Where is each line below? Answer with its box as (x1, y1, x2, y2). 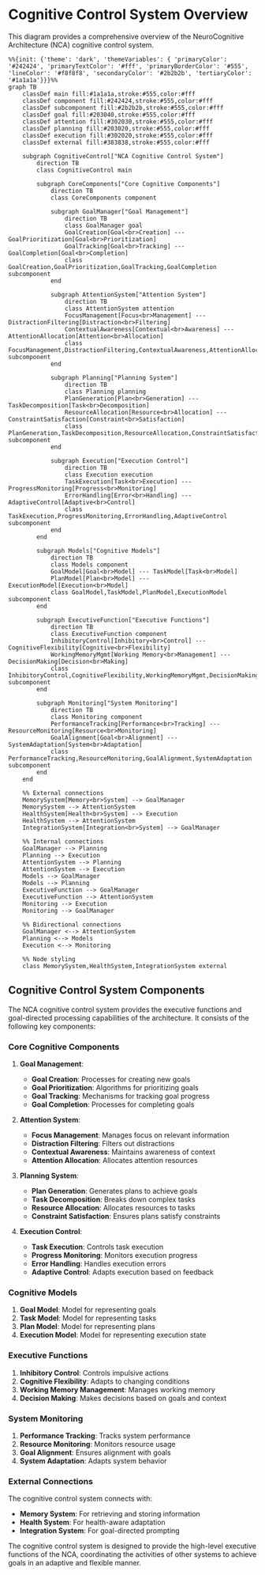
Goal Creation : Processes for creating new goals (31, 1074, 191, 1085)
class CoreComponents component (50, 194, 157, 202)
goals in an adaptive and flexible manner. (8, 1558, 142, 1568)
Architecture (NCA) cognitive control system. (8, 40, 155, 49)
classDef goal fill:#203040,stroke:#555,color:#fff (22, 111, 196, 119)
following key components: (8, 1021, 96, 1031)
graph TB (8, 83, 37, 91)
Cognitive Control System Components (8, 983, 205, 998)
